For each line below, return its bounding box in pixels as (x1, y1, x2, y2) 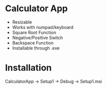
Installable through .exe (12, 45, 60, 51)
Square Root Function (12, 29, 56, 35)
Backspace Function (12, 40, 54, 45)
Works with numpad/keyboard (12, 24, 74, 30)
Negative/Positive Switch (12, 35, 63, 41)
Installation (5, 62, 52, 73)
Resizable (12, 19, 32, 25)
